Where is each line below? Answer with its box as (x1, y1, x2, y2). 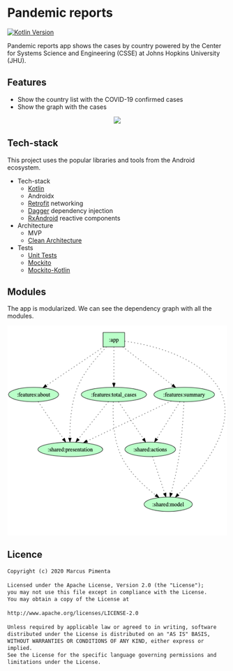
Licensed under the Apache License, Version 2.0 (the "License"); (7, 582, 204, 589)
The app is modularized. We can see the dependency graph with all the (7, 304, 212, 313)
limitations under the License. (7, 658, 101, 666)
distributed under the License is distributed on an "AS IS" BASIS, (7, 631, 211, 638)
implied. (7, 644, 33, 652)
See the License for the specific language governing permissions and (7, 651, 217, 659)
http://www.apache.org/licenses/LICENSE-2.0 (7, 610, 139, 617)
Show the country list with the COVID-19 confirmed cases (17, 95, 183, 103)
